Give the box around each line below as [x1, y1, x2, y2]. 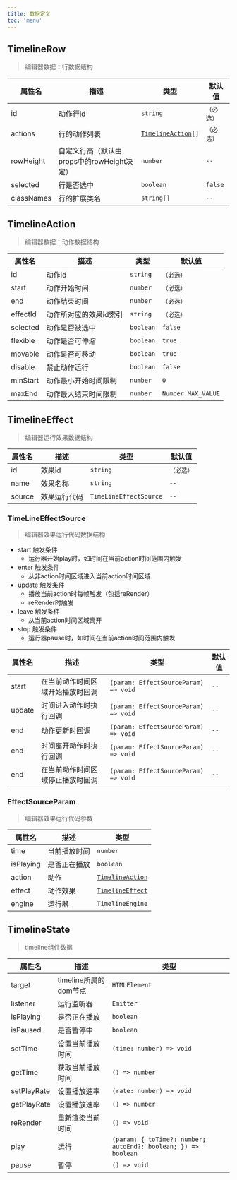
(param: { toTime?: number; [111, 1136, 207, 1144]
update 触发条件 [17, 580, 65, 590]
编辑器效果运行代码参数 [24, 814, 93, 823]
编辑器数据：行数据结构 [24, 63, 93, 71]
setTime [11, 1044, 38, 1054]
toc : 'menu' [7, 17, 42, 24]
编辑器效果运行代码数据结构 [24, 530, 106, 539]
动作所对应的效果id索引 [46, 310, 123, 320]
